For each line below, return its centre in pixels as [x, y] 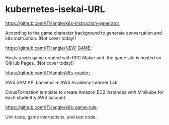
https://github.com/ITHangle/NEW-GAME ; [49, 48]
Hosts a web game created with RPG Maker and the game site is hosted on [83, 57]
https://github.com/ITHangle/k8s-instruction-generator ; [63, 23]
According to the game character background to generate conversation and [84, 33]
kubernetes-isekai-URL [55, 9]
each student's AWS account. [36, 97]
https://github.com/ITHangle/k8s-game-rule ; [52, 107]
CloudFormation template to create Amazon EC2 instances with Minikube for [84, 92]
